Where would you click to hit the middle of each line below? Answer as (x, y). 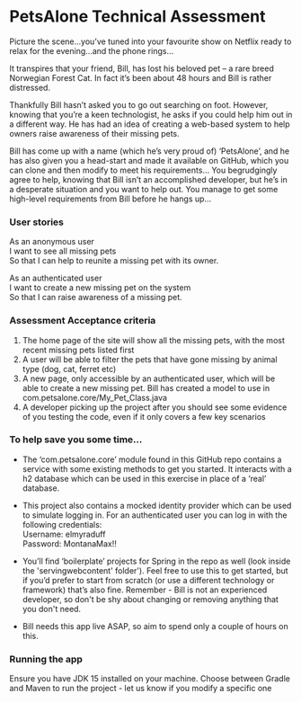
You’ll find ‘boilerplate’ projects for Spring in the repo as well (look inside (156, 561)
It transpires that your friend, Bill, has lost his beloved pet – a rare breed (142, 68)
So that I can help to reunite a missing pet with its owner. (114, 261)
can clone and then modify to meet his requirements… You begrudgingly (143, 170)
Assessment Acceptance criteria (83, 321)
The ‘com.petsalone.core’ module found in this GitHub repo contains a (152, 459)
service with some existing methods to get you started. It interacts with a (157, 468)
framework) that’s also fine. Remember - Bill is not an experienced (145, 590)
